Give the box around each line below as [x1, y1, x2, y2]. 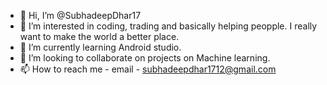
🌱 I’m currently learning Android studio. [19, 41, 182, 53]
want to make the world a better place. [19, 31, 180, 42]
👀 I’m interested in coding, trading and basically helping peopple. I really [19, 20, 318, 32]
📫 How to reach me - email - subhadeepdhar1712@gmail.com [19, 63, 277, 75]
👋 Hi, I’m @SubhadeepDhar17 [19, 10, 142, 21]
